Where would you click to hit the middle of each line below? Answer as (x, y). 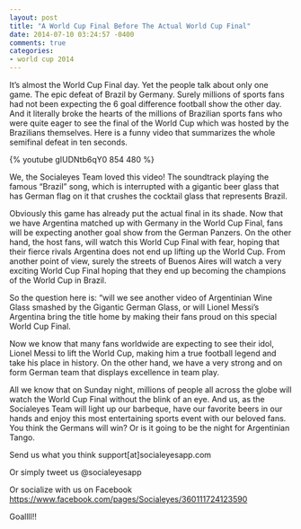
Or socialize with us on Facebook (71, 489)
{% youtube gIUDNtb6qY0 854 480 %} (82, 159)
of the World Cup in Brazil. (58, 280)
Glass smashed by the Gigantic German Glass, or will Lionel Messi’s (134, 307)
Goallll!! (23, 516)
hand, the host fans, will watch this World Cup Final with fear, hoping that (145, 242)
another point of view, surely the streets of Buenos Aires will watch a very (146, 261)
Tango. (22, 437)
